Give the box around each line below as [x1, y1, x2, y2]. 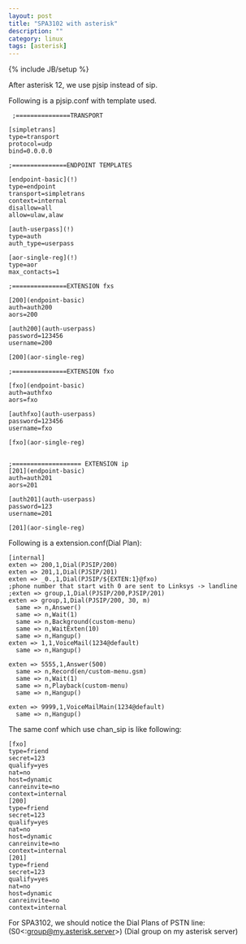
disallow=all [8, 204, 53, 212]
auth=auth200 [8, 304, 53, 312]
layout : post [8, 11, 53, 20]
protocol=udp [8, 140, 53, 149]
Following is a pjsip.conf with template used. [8, 96, 157, 106]
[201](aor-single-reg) [8, 524, 85, 532]
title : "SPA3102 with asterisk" [8, 19, 118, 28]
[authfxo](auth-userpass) [8, 410, 96, 418]
